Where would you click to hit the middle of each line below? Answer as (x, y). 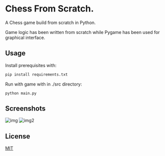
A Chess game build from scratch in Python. (51, 22)
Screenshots (25, 109)
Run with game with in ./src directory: (44, 84)
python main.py (21, 93)
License (18, 136)
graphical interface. (25, 37)
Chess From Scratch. (50, 9)
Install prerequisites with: (31, 65)
